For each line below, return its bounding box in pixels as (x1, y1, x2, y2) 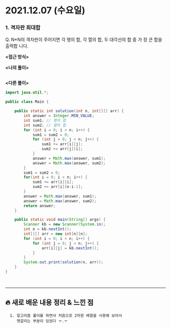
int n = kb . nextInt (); (23, 227, 72, 232)
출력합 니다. (5, 43, 29, 49)
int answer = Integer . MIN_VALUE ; (23, 113, 95, 119)
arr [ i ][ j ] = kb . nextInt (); (41, 245, 99, 251)
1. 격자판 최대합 (5, 24, 41, 31)
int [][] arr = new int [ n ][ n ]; (23, 231, 88, 237)
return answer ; (23, 203, 56, 208)
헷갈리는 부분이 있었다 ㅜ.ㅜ (16, 318, 68, 323)
